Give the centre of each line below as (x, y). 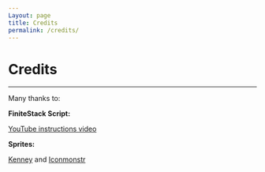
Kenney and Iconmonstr (47, 159)
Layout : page (30, 15)
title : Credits (33, 23)
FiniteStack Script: (39, 114)
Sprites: (22, 144)
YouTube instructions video (52, 129)
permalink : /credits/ (44, 30)
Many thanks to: (34, 99)
